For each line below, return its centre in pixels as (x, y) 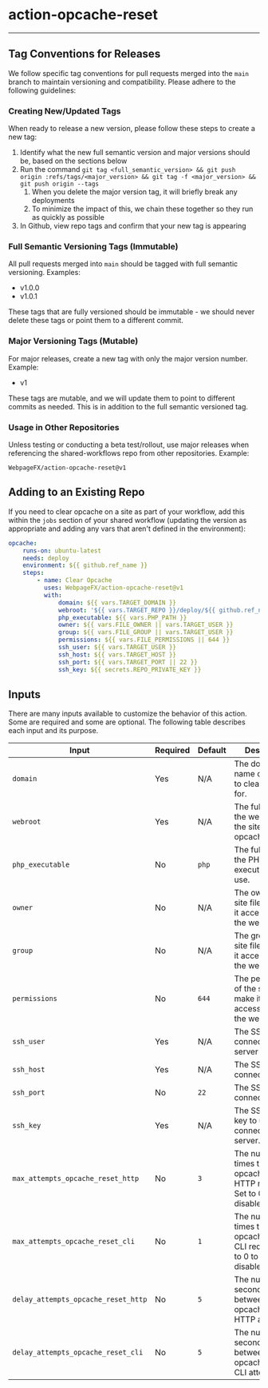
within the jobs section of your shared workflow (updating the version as (128, 520)
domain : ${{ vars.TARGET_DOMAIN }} (118, 602)
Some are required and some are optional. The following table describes (127, 722)
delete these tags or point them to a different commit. (96, 321)
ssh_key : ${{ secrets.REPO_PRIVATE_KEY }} (130, 669)
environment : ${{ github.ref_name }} (85, 565)
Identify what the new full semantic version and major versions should (135, 153)
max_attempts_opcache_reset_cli (74, 1242)
